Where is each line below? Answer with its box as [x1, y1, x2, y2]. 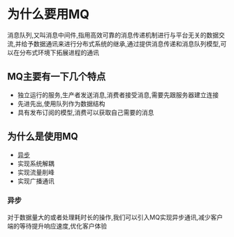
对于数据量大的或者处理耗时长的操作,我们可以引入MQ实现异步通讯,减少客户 [7, 213, 224, 221]
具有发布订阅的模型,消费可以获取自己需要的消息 [17, 108, 154, 116]
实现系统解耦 [17, 159, 54, 168]
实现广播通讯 [17, 176, 54, 185]
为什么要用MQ [7, 6, 89, 22]
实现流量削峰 [17, 168, 54, 176]
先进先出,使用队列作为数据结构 [17, 99, 105, 108]
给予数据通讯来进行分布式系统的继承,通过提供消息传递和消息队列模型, [21, 39, 221, 48]
